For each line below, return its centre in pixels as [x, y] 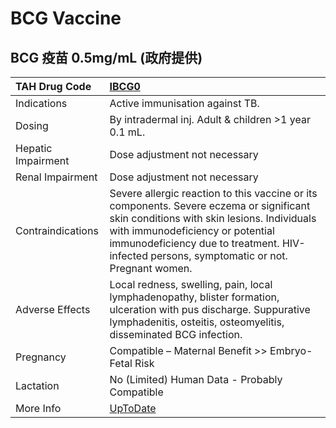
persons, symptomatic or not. [219, 255]
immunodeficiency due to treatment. [194, 243]
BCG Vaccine [66, 18]
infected [128, 255]
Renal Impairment [56, 177]
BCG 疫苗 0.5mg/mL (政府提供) [106, 57]
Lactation [37, 385]
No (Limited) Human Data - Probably [196, 379]
